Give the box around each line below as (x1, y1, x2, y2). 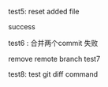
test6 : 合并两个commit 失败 (8, 39, 99, 47)
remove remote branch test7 (8, 55, 101, 63)
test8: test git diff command (8, 70, 99, 78)
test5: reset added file (8, 7, 80, 16)
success (8, 22, 35, 31)
